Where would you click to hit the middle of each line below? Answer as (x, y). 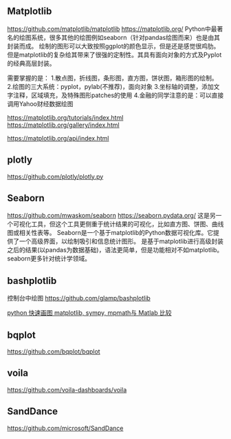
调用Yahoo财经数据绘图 (40, 103)
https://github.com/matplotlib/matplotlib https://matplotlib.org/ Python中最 (112, 29)
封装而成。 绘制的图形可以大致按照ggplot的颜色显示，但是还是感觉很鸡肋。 (113, 46)
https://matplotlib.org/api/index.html (58, 138)
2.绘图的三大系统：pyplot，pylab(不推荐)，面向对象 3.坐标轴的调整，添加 (111, 86)
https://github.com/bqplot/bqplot (54, 351)
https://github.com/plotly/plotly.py (55, 176)
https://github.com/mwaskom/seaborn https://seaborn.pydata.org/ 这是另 (111, 216)
